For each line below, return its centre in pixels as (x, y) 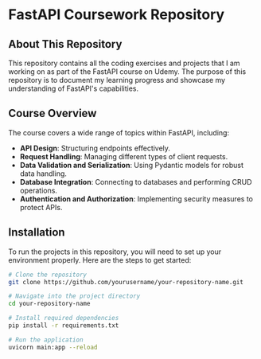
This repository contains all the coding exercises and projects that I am (124, 63)
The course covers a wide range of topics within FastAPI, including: (119, 132)
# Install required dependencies (64, 318)
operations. (39, 190)
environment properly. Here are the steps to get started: (100, 259)
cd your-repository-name (49, 304)
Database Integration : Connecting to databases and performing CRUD (136, 181)
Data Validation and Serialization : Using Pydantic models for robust (132, 165)
